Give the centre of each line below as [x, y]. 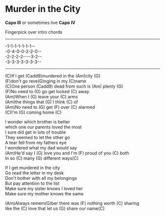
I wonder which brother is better [38, 121]
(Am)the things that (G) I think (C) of [42, 102]
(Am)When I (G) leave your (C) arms [41, 96]
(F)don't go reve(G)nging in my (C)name [46, 81]
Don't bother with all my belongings [41, 178]
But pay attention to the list [32, 183]
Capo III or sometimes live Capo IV [40, 23]
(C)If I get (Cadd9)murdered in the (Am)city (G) [53, 76]
